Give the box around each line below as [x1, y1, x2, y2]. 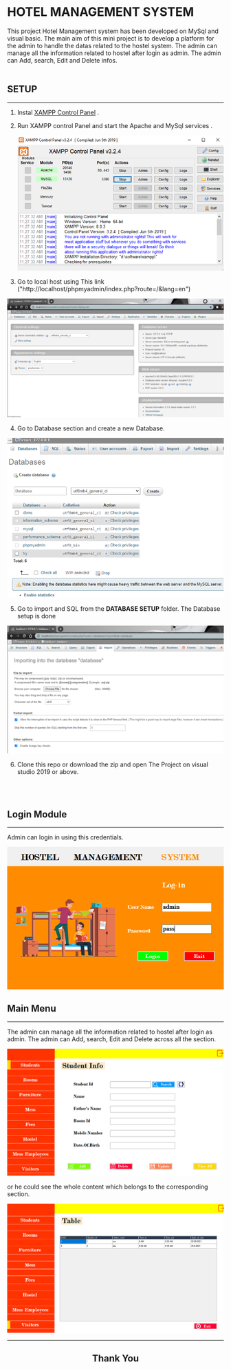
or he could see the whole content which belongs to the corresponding [7, 1182, 208, 1191]
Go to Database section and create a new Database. [16, 424, 165, 432]
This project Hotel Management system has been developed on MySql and [7, 27, 219, 35]
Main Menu [7, 1003, 56, 1014]
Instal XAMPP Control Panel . [16, 108, 100, 116]
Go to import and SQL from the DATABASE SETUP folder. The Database [16, 604, 221, 613]
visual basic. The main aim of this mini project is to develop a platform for [7, 34, 214, 42]
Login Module [7, 808, 67, 820]
